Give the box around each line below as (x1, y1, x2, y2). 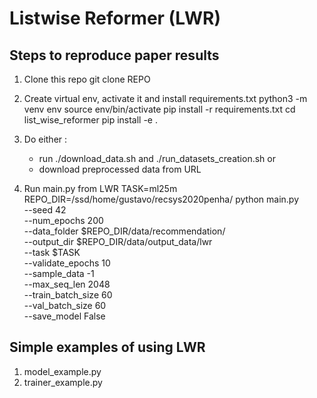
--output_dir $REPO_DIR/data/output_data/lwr (23, 236, 213, 247)
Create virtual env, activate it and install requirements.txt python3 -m (23, 93, 308, 104)
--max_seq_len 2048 (23, 278, 111, 290)
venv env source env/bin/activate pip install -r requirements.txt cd (23, 103, 296, 115)
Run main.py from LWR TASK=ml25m (23, 183, 178, 194)
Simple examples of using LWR (9, 339, 206, 356)
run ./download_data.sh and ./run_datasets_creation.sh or (38, 153, 276, 164)
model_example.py (23, 365, 102, 377)
